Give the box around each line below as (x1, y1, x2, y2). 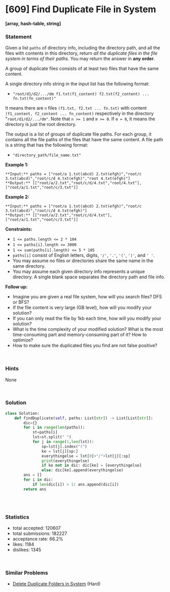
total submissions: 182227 (12, 530, 67, 536)
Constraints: (5, 226, 32, 233)
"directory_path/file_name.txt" (12, 153, 81, 158)
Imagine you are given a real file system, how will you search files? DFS (12, 294, 162, 300)
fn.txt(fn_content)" (12, 96, 56, 101)
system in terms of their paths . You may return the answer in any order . (5, 56, 155, 62)
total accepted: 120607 (12, 525, 61, 531)
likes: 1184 (12, 541, 35, 547)
